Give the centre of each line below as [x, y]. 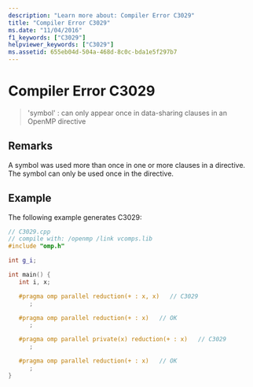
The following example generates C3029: [75, 217]
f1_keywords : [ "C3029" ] [47, 37]
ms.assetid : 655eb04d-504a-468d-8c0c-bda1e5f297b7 [93, 52]
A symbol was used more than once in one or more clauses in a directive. [127, 165]
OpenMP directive [57, 121]
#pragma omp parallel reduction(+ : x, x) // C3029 [108, 296]
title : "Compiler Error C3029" [59, 23]
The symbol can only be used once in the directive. [91, 173]
